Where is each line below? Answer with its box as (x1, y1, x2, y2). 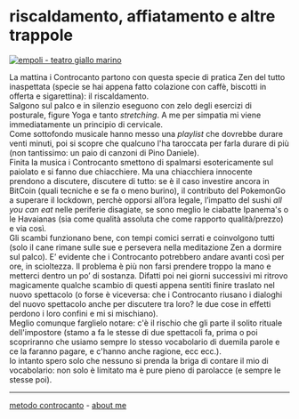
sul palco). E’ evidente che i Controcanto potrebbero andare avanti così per (9, 251, 285, 262)
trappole (9, 25, 74, 45)
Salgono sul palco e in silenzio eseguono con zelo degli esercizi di (9, 100, 252, 110)
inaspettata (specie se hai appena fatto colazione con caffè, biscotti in (9, 81, 267, 92)
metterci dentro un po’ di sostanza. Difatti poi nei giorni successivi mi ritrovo (9, 270, 288, 281)
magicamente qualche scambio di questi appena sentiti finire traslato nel (9, 279, 276, 290)
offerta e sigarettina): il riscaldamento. (9, 91, 149, 101)
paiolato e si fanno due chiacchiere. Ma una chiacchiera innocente (9, 166, 253, 177)
